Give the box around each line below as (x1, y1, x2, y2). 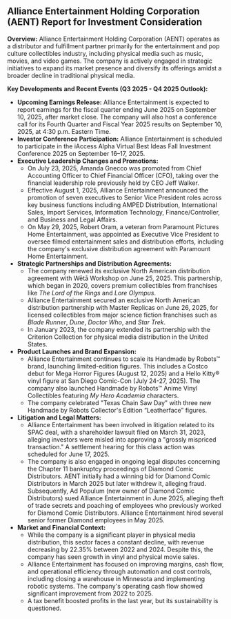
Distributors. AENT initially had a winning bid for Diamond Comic (27, 472, 211, 480)
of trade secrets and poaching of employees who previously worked (27, 501, 222, 509)
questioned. (27, 604, 62, 612)
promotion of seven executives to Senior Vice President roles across (27, 193, 222, 202)
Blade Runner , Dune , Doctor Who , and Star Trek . (27, 317, 166, 326)
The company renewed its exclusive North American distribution (27, 266, 210, 275)
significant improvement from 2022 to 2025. (27, 589, 154, 598)
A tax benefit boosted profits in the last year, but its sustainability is (27, 596, 219, 605)
